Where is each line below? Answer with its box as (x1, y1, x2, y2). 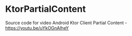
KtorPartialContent (5, 3, 86, 15)
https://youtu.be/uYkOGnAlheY (5, 25, 69, 31)
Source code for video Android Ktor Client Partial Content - (5, 20, 127, 26)
